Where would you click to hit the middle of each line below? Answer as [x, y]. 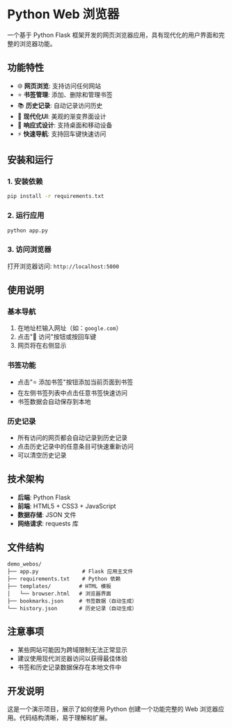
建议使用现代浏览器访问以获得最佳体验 [72, 658]
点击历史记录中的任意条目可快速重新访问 [75, 447]
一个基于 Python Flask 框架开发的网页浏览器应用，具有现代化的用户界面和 [113, 35]
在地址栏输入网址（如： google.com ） [70, 328]
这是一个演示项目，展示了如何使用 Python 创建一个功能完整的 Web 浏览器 [113, 709]
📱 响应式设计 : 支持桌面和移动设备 [65, 125]
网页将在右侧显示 [42, 346]
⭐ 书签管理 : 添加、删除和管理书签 [65, 94]
